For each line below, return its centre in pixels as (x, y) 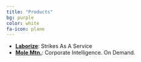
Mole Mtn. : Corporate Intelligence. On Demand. (75, 53)
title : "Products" (30, 12)
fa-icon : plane (26, 29)
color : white (23, 23)
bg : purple (20, 18)
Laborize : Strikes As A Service (54, 46)
